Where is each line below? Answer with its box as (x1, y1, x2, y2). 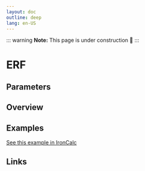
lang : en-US (6, 20, 36, 26)
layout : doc (6, 8, 36, 15)
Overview (6, 102, 44, 112)
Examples (6, 123, 44, 133)
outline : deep (6, 15, 42, 21)
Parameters (6, 82, 51, 92)
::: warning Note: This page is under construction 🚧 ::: (6, 37, 140, 44)
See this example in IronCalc (6, 139, 77, 146)
